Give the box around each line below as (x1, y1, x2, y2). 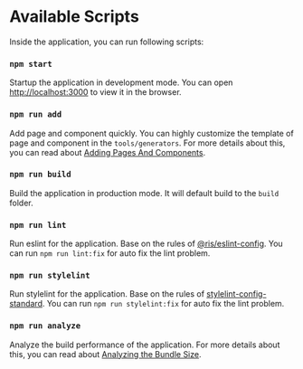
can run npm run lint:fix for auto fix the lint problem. (9, 248, 211, 259)
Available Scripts (9, 6, 140, 27)
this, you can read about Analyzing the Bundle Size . (9, 348, 202, 359)
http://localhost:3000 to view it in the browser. (9, 87, 183, 98)
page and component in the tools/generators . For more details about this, (9, 137, 286, 148)
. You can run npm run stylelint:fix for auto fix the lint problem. (42, 298, 285, 309)
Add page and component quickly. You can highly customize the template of (9, 128, 294, 138)
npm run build (9, 169, 71, 180)
